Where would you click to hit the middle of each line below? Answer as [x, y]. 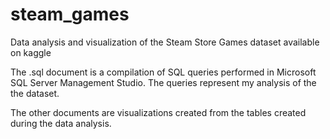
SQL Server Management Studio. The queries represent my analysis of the [163, 82]
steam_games [70, 14]
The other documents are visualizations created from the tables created [158, 112]
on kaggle [31, 52]
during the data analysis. [61, 123]
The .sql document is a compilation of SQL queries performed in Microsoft [163, 72]
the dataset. [35, 93]
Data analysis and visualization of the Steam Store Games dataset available [165, 42]
